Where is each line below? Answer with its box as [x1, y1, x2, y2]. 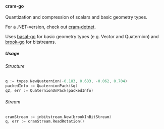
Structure [5, 63, 25, 69]
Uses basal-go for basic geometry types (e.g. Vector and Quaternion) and [5, 34, 159, 40]
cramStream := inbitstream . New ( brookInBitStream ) [5, 114, 112, 119]
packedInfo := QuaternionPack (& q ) [5, 83, 78, 88]
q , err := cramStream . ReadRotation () [5, 119, 85, 124]
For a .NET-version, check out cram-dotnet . [5, 24, 96, 30]
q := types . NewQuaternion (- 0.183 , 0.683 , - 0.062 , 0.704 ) [5, 78, 128, 84]
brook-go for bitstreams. [5, 39, 57, 45]
